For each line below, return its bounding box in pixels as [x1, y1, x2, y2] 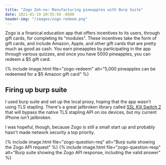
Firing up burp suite [5, 85, 67, 94]
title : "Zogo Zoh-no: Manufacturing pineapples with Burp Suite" [5, 7, 143, 12]
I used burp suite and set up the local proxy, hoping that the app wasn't [5, 99, 151, 105]
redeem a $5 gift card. [5, 56, 51, 62]
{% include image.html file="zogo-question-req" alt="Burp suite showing [5, 139, 155, 145]
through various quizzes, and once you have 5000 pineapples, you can [5, 51, 151, 57]
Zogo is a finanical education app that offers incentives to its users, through [5, 30, 160, 36]
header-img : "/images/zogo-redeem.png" [5, 16, 88, 21]
